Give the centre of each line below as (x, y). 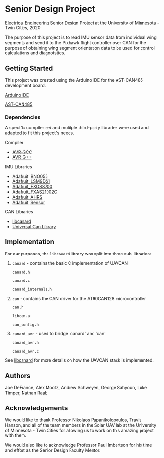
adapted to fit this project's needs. (40, 133)
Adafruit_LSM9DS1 (31, 181)
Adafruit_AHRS (27, 197)
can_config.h (25, 325)
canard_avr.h (25, 343)
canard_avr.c (25, 351)
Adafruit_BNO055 (30, 176)
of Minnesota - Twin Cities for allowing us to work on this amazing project (80, 431)
